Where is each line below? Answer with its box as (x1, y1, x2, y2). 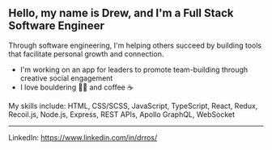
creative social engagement (19, 73, 113, 83)
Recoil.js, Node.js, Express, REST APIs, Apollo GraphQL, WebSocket (8, 109, 236, 119)
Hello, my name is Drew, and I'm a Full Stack (8, 6, 234, 20)
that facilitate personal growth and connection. (8, 48, 164, 59)
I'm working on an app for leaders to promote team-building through (19, 65, 249, 74)
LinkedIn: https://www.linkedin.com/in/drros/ (8, 132, 158, 142)
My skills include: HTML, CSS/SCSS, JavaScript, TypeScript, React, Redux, (8, 101, 258, 110)
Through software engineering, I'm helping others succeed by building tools (8, 40, 261, 50)
